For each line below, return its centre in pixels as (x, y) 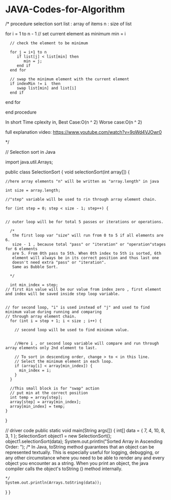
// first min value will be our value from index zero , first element (83, 289)
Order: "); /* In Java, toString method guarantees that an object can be (80, 447)
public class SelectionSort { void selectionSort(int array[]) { (68, 172)
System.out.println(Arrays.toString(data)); (54, 483)
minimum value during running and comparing (54, 312)
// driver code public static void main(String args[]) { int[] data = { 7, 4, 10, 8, (85, 430)
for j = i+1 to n (28, 52)
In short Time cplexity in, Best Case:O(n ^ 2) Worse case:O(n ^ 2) (74, 122)
